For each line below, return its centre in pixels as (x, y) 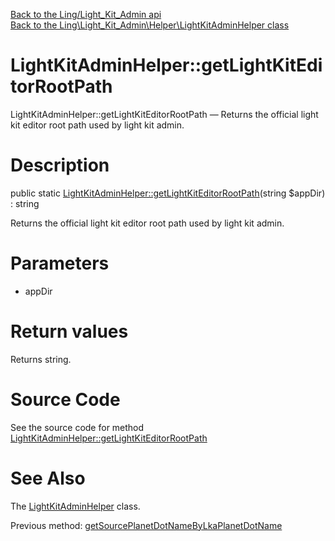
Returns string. (41, 359)
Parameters (60, 263)
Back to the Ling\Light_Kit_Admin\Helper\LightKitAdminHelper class (150, 25)
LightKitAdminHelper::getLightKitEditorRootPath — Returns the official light (164, 114)
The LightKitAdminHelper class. (75, 506)
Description (60, 165)
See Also (48, 478)
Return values (69, 331)
